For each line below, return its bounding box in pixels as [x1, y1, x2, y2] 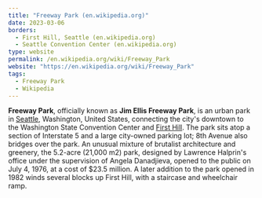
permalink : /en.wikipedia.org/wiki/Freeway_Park [8, 56, 170, 64]
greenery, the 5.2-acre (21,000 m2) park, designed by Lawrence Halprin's [8, 148, 247, 157]
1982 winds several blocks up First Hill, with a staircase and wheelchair [8, 173, 238, 182]
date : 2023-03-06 [8, 19, 65, 27]
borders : [8, 26, 37, 34]
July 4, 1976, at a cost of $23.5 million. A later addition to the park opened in [8, 164, 255, 174]
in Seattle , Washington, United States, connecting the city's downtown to [8, 115, 245, 124]
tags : [8, 70, 26, 78]
